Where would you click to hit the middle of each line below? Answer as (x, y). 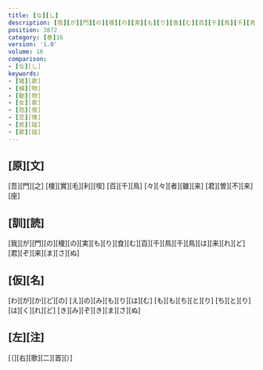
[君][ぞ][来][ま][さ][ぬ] (44, 253)
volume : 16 (26, 52)
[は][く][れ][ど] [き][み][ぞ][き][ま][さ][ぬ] (74, 310)
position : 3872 (33, 30)
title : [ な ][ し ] (33, 15)
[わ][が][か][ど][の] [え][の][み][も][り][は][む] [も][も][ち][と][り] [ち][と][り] (130, 301)
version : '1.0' (33, 45)
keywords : (24, 74)
